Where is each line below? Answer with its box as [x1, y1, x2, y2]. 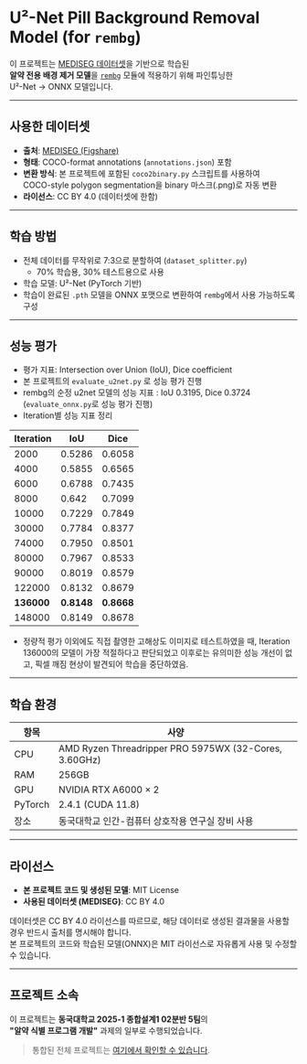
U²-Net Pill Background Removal [9, 7, 260, 28]
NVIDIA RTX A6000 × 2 [58, 783, 160, 796]
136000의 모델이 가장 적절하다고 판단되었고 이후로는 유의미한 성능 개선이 [22, 648, 283, 659]
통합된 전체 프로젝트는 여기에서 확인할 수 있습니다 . [31, 1044, 210, 1055]
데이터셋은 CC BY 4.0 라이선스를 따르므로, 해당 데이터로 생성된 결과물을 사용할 [9, 916, 291, 926]
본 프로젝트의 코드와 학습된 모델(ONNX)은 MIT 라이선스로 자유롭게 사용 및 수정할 [9, 939, 297, 949]
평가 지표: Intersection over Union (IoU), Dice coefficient [22, 364, 233, 375]
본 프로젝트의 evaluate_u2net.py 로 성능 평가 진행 [22, 376, 203, 387]
